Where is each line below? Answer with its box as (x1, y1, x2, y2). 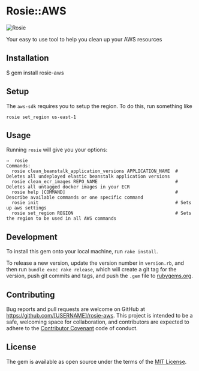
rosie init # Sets (11, 200, 192, 206)
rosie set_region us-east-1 (6, 114, 77, 120)
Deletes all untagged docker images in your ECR (6, 184, 130, 190)
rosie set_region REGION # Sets (11, 210, 192, 217)
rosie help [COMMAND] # (11, 189, 179, 196)
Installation (6, 53, 49, 64)
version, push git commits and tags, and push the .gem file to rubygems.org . (6, 272, 194, 280)
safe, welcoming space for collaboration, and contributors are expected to (6, 318, 190, 325)
